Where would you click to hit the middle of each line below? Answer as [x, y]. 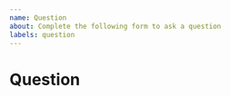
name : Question [38, 18]
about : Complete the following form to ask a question [115, 26]
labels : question [42, 34]
